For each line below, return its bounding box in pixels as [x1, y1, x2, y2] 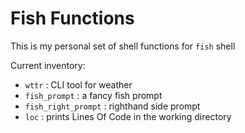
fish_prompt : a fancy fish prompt [24, 89, 163, 101]
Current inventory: [10, 59, 86, 71]
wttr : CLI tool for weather [24, 78, 133, 91]
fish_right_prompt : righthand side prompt [24, 100, 201, 112]
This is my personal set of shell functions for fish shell [10, 40, 236, 52]
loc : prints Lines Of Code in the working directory [24, 110, 232, 122]
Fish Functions [10, 7, 135, 30]
